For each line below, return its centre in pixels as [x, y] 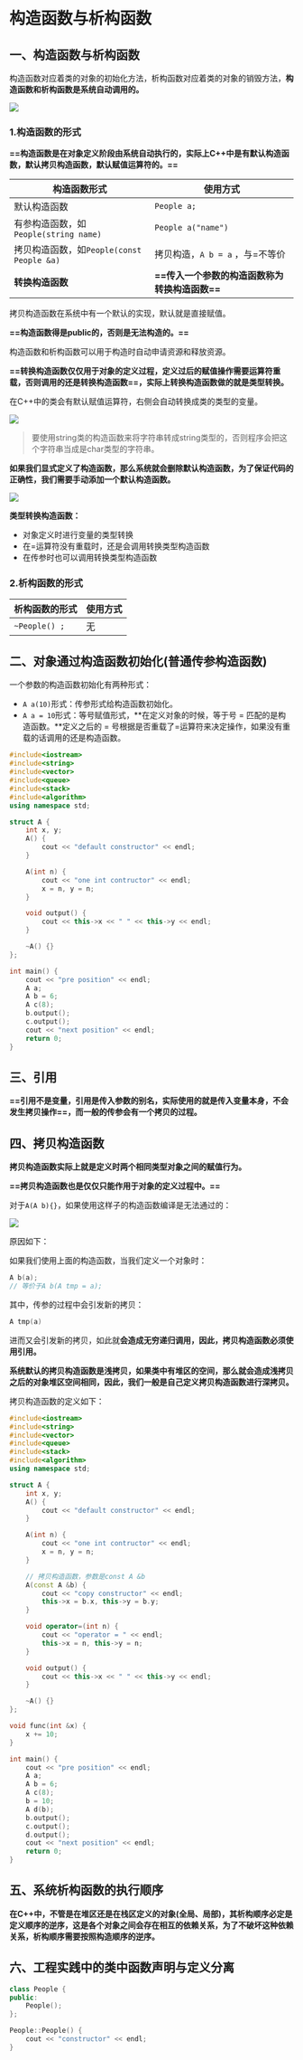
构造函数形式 [80, 189]
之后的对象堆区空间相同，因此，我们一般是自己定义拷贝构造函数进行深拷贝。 [151, 1382]
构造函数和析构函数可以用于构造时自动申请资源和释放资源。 [120, 352]
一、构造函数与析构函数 [74, 55]
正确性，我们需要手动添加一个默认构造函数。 [92, 479]
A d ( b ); [40, 1810]
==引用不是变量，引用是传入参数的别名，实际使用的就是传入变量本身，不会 [149, 1101]
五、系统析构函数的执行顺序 [87, 1890]
